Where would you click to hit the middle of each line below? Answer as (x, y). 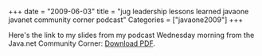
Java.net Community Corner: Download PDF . (82, 43)
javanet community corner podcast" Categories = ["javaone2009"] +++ (126, 20)
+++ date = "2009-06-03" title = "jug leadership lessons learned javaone (129, 11)
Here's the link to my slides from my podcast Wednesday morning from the (131, 35)
